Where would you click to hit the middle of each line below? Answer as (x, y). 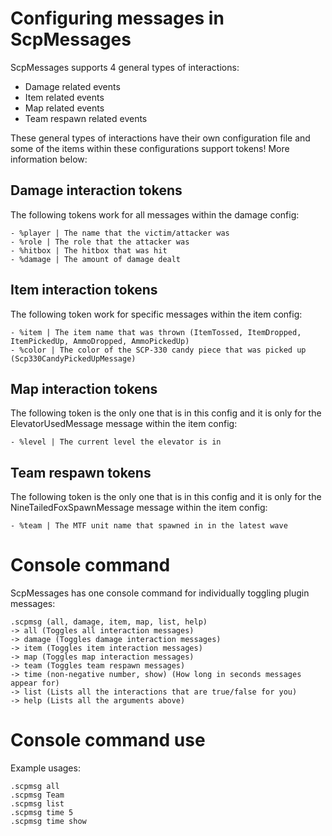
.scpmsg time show (48, 822)
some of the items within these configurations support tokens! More (150, 148)
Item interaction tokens (84, 290)
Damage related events (72, 86)
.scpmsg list (37, 804)
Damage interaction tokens (96, 190)
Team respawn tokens (81, 472)
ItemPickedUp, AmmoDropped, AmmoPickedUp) (100, 341)
